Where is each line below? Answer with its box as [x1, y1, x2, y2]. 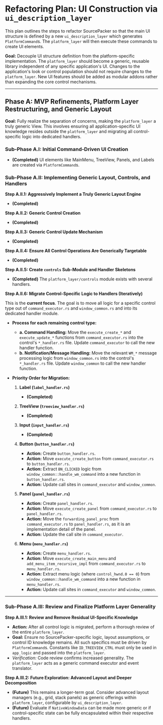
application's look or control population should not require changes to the [5, 68, 152, 74]
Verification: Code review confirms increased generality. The [12, 655, 134, 661]
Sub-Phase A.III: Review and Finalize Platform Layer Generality [5, 603, 156, 610]
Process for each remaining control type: [12, 320, 97, 326]
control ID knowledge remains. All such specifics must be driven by [12, 639, 147, 645]
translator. [12, 665, 33, 671]
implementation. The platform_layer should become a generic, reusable [5, 58, 149, 64]
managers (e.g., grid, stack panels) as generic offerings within [12, 694, 137, 700]
